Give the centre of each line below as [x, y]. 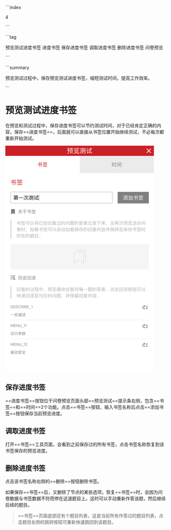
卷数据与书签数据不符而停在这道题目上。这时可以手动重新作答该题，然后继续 [85, 498]
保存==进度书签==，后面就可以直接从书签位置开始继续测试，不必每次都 [89, 131]
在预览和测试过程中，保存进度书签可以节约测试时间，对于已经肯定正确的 [81, 125]
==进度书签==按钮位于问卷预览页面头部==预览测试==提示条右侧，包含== [82, 401]
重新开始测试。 [21, 138]
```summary [17, 68]
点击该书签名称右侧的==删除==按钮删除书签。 [54, 482]
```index [13, 7]
